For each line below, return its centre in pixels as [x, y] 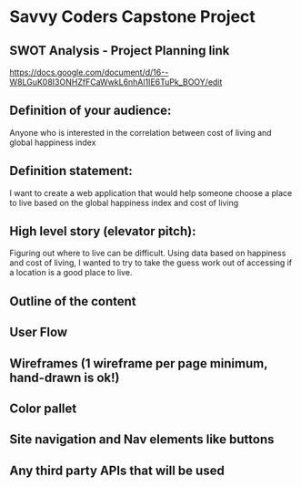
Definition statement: [71, 171]
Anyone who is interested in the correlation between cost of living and [140, 132]
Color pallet [43, 409]
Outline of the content [73, 301]
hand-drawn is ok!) [65, 377]
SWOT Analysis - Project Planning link [120, 51]
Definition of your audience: [90, 111]
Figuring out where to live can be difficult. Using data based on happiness [148, 254]
